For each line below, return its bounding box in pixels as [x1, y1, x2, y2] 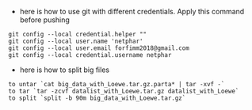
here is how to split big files [19, 65, 109, 74]
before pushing [19, 15, 70, 25]
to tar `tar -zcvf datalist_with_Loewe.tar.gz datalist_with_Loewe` [8, 87, 239, 95]
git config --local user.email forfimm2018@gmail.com [8, 44, 190, 52]
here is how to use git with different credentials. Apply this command [19, 7, 245, 16]
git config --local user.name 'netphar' [8, 37, 144, 45]
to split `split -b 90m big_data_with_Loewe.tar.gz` [8, 94, 186, 102]
